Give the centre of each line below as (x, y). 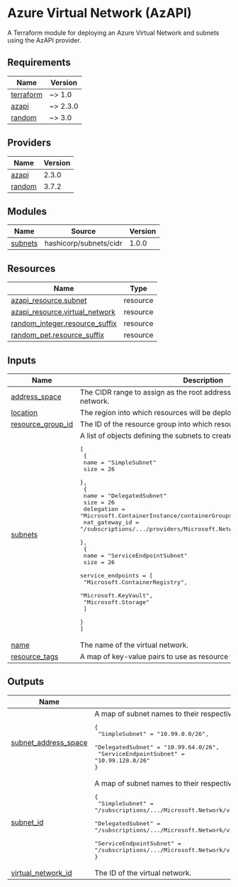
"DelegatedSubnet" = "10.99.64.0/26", (157, 747)
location (24, 413)
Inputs (22, 360)
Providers (29, 143)
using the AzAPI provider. (44, 40)
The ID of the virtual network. (143, 873)
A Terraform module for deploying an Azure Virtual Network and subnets (113, 33)
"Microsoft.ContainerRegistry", (135, 582)
